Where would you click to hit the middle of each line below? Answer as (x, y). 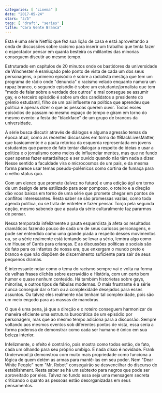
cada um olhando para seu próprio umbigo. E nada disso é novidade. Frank (80, 349)
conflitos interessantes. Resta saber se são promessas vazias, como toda (78, 198)
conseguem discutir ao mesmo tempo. (43, 57)
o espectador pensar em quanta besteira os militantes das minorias (72, 52)
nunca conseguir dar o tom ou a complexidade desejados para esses (74, 290)
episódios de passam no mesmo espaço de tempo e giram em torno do (76, 113)
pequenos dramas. (24, 260)
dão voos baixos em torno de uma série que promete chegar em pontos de (80, 193)
